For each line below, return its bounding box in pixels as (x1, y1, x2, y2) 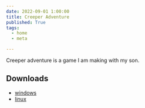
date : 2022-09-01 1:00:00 (6, 8, 69, 15)
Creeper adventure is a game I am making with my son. (6, 57, 140, 64)
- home (11, 30, 28, 36)
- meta (11, 36, 28, 41)
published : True (6, 19, 46, 25)
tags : (6, 25, 19, 31)
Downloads (6, 74, 49, 83)
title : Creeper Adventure (6, 14, 69, 20)
